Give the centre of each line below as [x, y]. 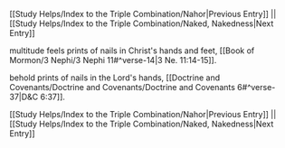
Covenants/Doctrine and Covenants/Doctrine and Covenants [122, 87]
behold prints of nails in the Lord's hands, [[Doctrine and [114, 78]
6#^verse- [256, 87]
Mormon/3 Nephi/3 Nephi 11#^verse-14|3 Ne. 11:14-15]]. [113, 60]
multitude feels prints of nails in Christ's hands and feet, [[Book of [132, 51]
